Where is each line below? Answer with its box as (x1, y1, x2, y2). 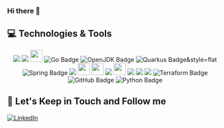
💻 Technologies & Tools (7, 28, 112, 39)
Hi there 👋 (7, 6, 41, 16)
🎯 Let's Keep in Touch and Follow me (7, 95, 166, 108)
